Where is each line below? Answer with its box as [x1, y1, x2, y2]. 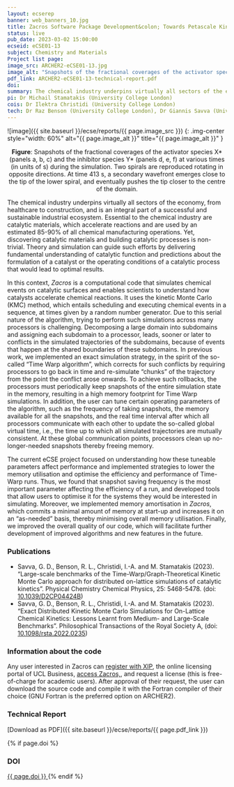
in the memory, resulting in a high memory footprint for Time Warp [7, 389, 198, 398]
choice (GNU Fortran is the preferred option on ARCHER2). [7, 692, 176, 700]
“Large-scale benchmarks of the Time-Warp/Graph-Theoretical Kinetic [17, 570, 221, 578]
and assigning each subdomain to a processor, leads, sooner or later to [7, 330, 212, 338]
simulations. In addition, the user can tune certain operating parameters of [7, 397, 221, 405]
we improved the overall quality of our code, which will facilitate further [7, 521, 212, 530]
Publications [7, 546, 51, 556]
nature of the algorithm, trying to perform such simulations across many [7, 315, 214, 324]
